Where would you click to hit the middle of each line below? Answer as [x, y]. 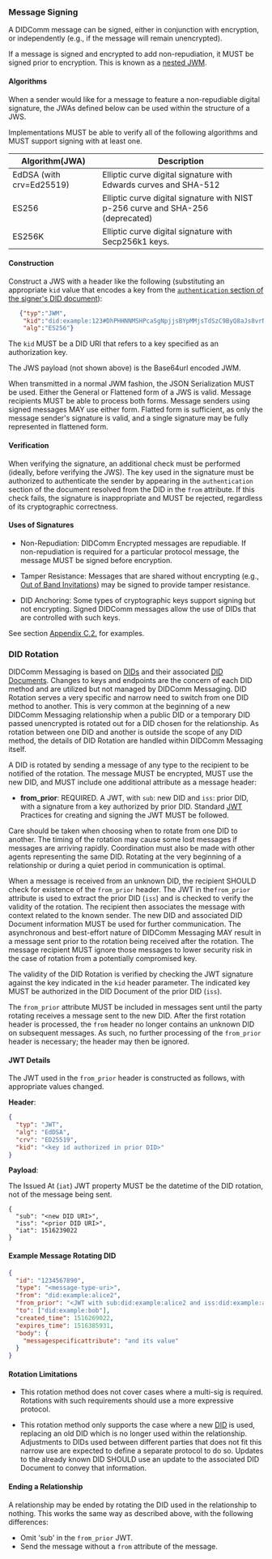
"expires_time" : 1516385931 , [65, 1326]
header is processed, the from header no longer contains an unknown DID [132, 1024]
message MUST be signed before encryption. [96, 560]
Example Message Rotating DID [62, 1256]
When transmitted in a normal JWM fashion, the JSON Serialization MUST [132, 384]
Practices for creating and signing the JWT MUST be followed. [124, 815]
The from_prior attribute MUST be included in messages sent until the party [136, 1007]
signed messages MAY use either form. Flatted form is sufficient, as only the [136, 410]
